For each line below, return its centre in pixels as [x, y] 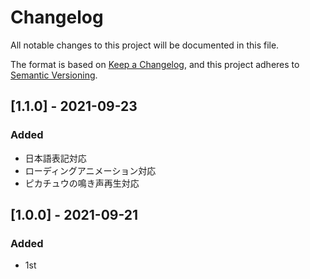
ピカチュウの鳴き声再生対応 [82, 183]
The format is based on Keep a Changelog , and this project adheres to [155, 64]
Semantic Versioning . [54, 75]
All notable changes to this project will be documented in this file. [145, 45]
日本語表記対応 [55, 158]
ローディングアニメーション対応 [90, 170]
